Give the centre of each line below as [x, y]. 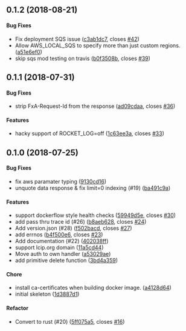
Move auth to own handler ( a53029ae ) [63, 254]
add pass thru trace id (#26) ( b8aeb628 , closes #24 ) [81, 222]
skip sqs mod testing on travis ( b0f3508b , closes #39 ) [83, 58]
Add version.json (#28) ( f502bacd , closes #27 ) [73, 228]
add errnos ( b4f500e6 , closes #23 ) [59, 235]
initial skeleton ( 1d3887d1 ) [47, 294]
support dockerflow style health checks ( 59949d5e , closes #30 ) [95, 215]
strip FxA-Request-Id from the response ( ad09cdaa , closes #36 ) [95, 106]
